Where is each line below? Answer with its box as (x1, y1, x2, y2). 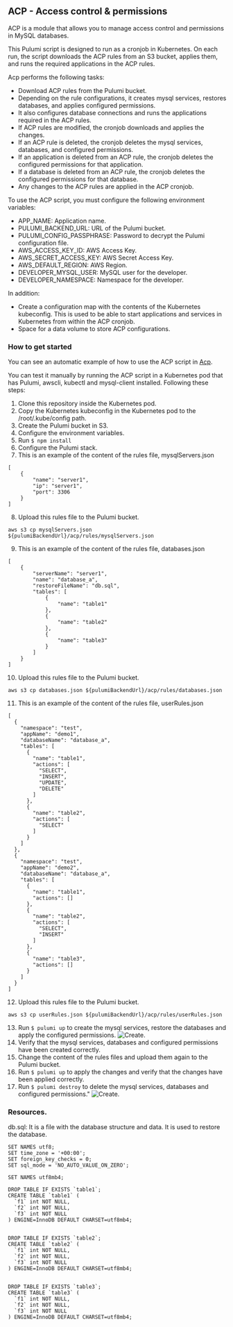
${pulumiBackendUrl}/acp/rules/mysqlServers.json (8, 532, 155, 540)
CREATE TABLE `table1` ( (8, 1192, 80, 1199)
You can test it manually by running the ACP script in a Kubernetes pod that (8, 371, 223, 380)
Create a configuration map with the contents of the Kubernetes (17, 302, 201, 311)
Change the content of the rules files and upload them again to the (17, 1053, 209, 1061)
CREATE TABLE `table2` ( (8, 1241, 80, 1248)
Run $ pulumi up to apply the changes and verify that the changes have (17, 1068, 223, 1076)
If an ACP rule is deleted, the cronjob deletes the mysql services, (17, 138, 203, 146)
